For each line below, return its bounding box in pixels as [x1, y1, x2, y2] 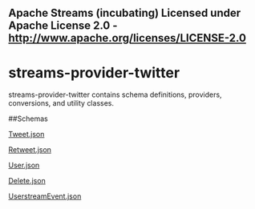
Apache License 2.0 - [8, 19, 118, 33]
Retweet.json [8, 145, 52, 155]
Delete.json [8, 176, 46, 186]
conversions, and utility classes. [8, 98, 115, 108]
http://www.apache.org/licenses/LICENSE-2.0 [8, 31, 247, 45]
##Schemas [8, 114, 48, 123]
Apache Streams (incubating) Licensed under [8, 6, 241, 20]
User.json [8, 160, 40, 171]
